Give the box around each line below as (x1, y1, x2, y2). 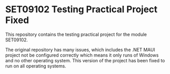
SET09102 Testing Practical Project (5, 4, 158, 15)
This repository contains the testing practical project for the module (5, 31, 147, 37)
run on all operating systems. (5, 63, 66, 69)
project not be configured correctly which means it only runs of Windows (5, 52, 159, 58)
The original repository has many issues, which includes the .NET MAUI (5, 46, 155, 53)
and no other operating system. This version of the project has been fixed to (5, 57, 165, 63)
